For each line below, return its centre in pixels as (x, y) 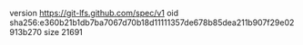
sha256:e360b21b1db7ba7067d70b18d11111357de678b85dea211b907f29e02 (152, 22)
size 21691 (64, 32)
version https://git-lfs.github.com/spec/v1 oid (94, 13)
